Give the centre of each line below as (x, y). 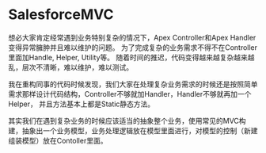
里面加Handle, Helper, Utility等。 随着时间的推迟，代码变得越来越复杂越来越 (131, 57)
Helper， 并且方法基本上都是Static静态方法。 (82, 104)
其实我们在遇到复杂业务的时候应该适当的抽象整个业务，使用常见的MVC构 (127, 120)
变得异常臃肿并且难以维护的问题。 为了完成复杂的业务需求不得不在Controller (133, 47)
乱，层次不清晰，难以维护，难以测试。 (70, 67)
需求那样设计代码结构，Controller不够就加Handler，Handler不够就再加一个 (130, 94)
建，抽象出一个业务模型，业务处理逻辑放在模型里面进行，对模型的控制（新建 (133, 130)
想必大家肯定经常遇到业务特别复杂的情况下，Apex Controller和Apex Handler (132, 37)
